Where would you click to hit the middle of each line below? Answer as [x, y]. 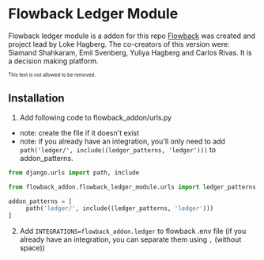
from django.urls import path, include [74, 172]
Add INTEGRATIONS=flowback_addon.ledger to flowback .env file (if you [133, 231]
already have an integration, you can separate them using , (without [130, 239]
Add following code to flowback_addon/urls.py [96, 117]
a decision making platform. [53, 61]
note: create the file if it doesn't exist [79, 132]
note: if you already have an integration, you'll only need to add [122, 141]
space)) [32, 248]
